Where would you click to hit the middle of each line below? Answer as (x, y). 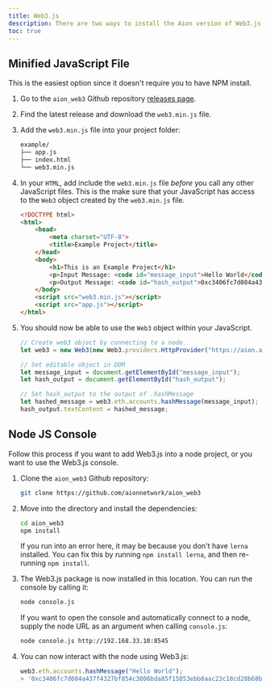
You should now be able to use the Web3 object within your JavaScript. (136, 327)
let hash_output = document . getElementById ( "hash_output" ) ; (123, 380)
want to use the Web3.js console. (64, 462)
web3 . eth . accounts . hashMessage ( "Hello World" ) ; (102, 671)
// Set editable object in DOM (73, 364)
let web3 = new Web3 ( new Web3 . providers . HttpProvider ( (114, 350)
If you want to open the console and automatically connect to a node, (135, 618)
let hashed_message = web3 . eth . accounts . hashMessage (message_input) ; (139, 402)
